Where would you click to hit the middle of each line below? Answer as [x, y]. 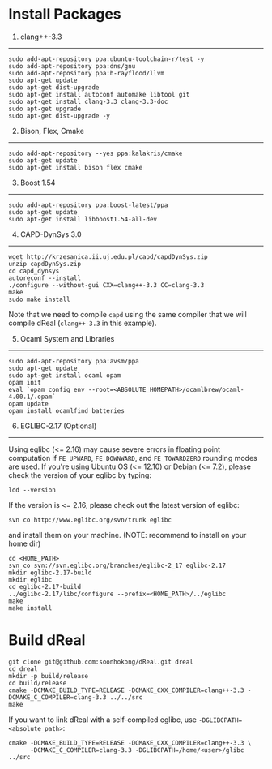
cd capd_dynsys [34, 271]
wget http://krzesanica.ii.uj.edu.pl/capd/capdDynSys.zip [108, 256]
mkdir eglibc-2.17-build [50, 573]
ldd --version [32, 490]
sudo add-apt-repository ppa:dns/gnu [72, 66]
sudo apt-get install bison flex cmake [76, 167]
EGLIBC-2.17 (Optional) [58, 426]
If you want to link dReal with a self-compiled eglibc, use [102, 720]
